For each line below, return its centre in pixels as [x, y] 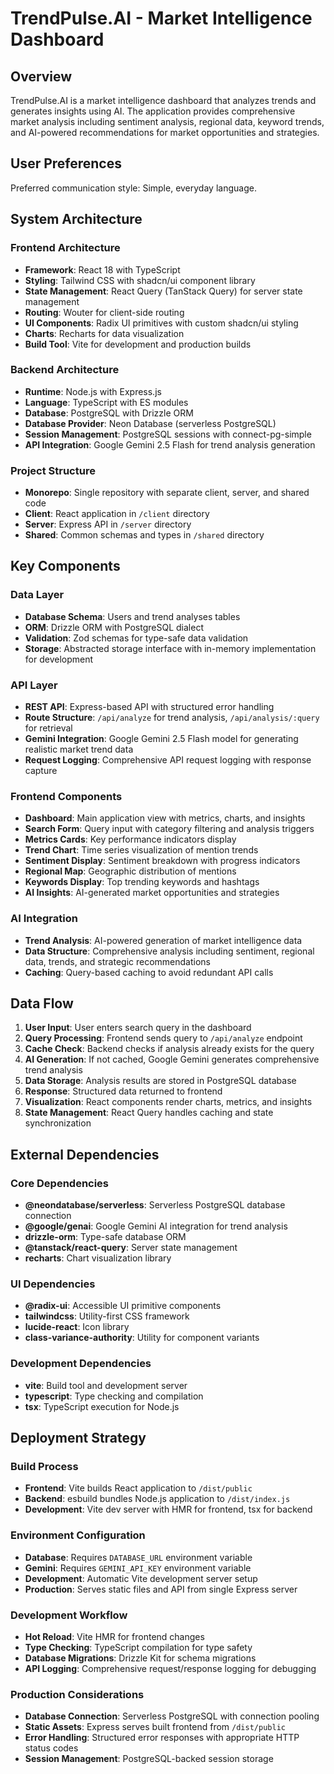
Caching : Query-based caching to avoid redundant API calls [149, 972]
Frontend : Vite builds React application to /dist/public [138, 1488]
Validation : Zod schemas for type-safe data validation [136, 638]
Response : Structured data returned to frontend [123, 1091]
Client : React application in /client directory [117, 514]
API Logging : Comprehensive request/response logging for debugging [170, 1669]
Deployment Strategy [78, 1438]
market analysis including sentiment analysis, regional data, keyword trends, [167, 121]
